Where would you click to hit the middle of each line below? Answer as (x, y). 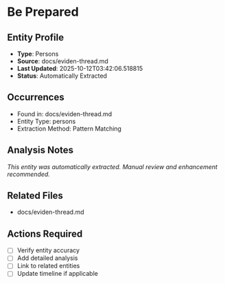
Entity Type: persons (46, 121)
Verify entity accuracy (48, 250)
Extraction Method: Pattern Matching (69, 129)
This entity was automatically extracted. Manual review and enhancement (113, 166)
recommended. (28, 174)
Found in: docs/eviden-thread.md (64, 113)
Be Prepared (43, 12)
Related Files (35, 196)
